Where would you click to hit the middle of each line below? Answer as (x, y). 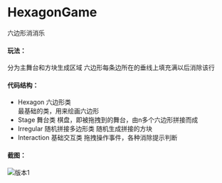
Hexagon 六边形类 (44, 102)
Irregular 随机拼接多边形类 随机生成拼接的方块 (85, 129)
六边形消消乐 (26, 33)
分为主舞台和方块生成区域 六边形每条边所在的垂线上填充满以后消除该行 (111, 67)
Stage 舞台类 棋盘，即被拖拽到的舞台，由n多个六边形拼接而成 (108, 120)
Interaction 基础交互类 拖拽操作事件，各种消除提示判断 (97, 138)
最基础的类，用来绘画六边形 (58, 111)
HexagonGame (52, 12)
